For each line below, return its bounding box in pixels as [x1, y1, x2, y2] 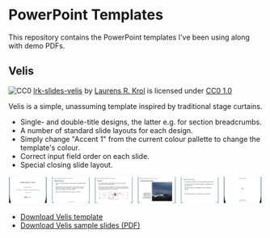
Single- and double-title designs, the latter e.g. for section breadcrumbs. [19, 117, 263, 127]
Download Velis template [19, 212, 103, 222]
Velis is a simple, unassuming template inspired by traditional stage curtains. [8, 101, 263, 111]
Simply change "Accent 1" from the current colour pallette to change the [19, 134, 261, 144]
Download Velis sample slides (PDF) [19, 220, 141, 231]
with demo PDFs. [8, 40, 65, 50]
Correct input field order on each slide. [19, 151, 150, 161]
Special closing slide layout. [19, 160, 113, 169]
